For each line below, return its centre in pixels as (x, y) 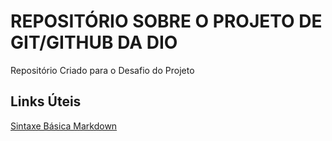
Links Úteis (46, 101)
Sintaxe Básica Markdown (64, 126)
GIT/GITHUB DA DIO (94, 42)
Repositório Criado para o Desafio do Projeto (102, 70)
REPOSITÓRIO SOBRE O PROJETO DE (166, 21)
